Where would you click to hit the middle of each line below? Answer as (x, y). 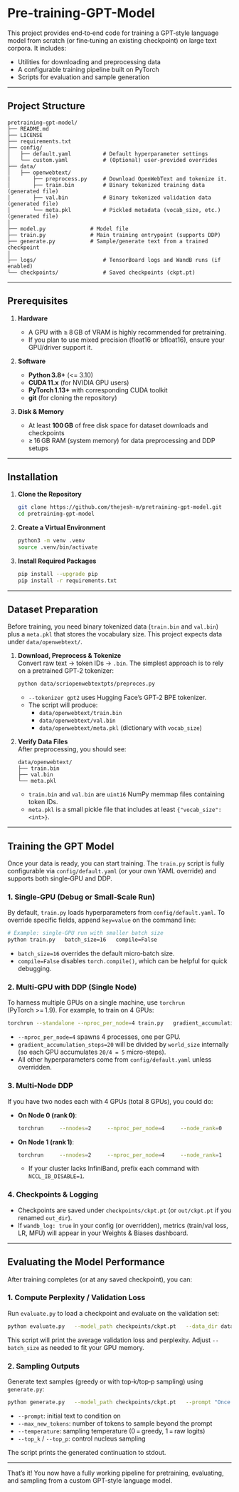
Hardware (33, 318)
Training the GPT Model (61, 846)
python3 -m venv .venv (51, 541)
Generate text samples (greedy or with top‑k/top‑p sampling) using (105, 1381)
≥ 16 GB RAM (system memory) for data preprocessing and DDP (122, 440)
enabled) (20, 266)
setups (38, 448)
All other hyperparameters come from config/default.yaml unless (115, 1060)
